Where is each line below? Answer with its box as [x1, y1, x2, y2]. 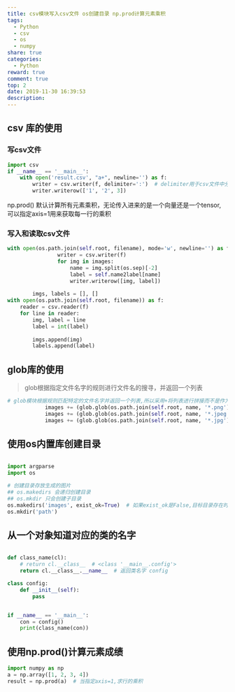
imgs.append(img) [32, 336, 83, 343]
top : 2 [7, 82, 27, 89]
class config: [7, 580, 49, 587]
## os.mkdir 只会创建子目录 [7, 495, 82, 502]
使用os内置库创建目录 [7, 438, 101, 450]
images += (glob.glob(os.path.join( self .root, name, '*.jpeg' [44, 410, 230, 417]
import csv [7, 161, 39, 168]
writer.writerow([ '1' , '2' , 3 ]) [32, 187, 127, 194]
